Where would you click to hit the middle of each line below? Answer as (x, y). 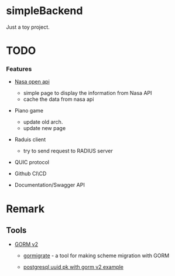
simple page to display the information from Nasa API (88, 93)
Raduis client (30, 139)
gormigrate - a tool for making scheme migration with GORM (96, 255)
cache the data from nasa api (59, 99)
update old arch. (43, 122)
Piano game (29, 111)
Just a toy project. (28, 27)
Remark (25, 209)
